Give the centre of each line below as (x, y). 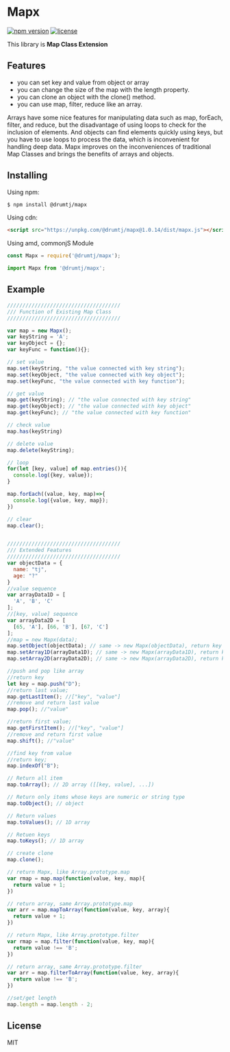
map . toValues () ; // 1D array (49, 822)
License (24, 1026)
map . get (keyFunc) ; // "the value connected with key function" (99, 413)
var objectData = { (35, 563)
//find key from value (39, 753)
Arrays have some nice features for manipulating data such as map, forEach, (115, 117)
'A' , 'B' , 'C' (33, 601)
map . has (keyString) (35, 431)
